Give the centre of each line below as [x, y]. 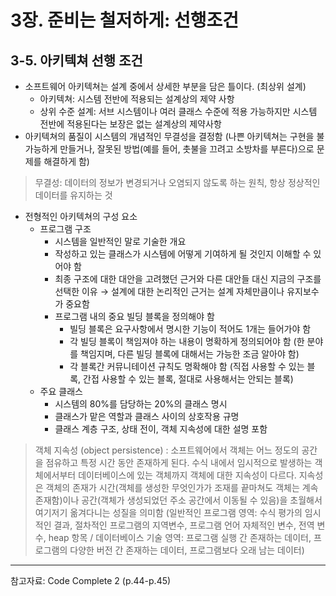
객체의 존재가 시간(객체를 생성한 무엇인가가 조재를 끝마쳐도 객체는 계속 [182, 487]
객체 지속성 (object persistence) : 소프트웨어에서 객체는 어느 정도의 [167, 450]
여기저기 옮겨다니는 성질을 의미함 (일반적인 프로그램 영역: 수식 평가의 [168, 512]
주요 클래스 [61, 391]
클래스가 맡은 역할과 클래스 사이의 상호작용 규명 [147, 416]
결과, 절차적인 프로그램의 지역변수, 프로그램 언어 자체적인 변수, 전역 [184, 525]
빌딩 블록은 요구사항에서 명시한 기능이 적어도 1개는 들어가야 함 [190, 329]
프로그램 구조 [65, 229]
